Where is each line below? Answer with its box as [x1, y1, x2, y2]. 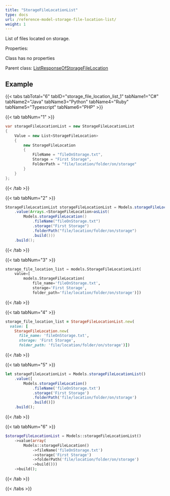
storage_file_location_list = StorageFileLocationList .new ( [5, 319, 135, 324]
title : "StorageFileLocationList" [5, 7, 78, 13]
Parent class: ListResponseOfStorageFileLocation [5, 65, 108, 71]
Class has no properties [5, 55, 55, 61]
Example [5, 80, 33, 88]
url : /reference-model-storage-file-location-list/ [5, 17, 116, 22]
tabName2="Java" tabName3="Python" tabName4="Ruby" [5, 99, 129, 105]
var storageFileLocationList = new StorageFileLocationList [5, 124, 135, 129]
